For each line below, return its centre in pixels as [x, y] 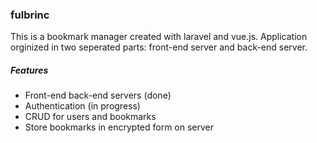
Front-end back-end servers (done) [98, 95]
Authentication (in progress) [82, 106]
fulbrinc [30, 15]
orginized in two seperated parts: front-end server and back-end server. [159, 47]
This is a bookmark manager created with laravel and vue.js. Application [159, 37]
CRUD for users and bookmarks [90, 117]
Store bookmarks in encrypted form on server [119, 127]
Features [29, 70]
